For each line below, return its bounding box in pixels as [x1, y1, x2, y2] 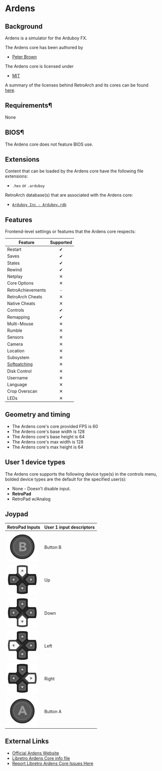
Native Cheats [7, 301, 35, 306]
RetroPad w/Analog [12, 496, 51, 502]
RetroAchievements [7, 287, 46, 293]
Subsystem [7, 355, 30, 360]
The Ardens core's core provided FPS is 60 [12, 423, 98, 429]
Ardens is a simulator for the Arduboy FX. [5, 35, 88, 41]
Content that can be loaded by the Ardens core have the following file [5, 168, 144, 174]
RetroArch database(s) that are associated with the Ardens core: [5, 192, 133, 198]
